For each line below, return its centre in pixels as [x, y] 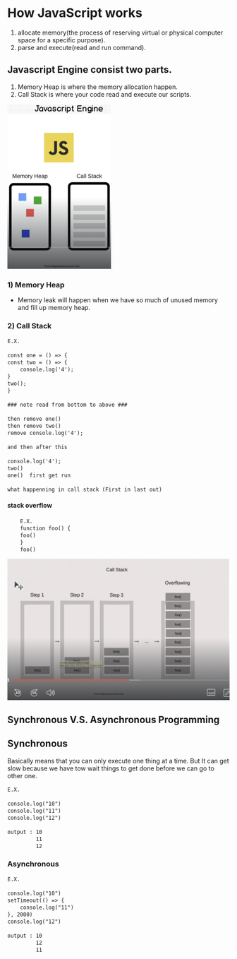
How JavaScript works [75, 13]
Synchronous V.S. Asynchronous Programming [114, 719]
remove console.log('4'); [45, 433]
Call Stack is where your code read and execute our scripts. [104, 94]
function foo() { [45, 528]
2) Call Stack [30, 326]
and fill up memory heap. [54, 308]
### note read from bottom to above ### [68, 405]
